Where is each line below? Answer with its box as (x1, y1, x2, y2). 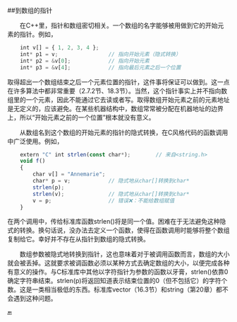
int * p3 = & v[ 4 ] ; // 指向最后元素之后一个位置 (20, 64, 181, 71)
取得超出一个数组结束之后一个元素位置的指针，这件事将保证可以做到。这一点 (7, 77, 230, 86)
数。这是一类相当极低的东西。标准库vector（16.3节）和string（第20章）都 (7, 285, 223, 294)
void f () (20, 158, 46, 165)
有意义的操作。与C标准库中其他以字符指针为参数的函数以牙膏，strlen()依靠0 (7, 268, 229, 276)
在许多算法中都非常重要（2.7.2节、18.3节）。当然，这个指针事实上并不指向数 (7, 86, 228, 95)
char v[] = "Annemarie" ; (32, 171, 106, 178)
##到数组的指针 (7, 6, 53, 14)
